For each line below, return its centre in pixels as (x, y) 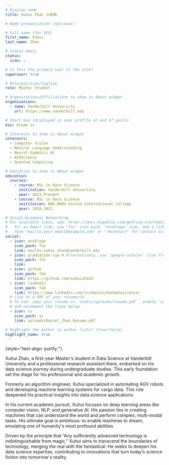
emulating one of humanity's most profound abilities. (60, 426)
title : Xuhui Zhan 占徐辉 (31, 15)
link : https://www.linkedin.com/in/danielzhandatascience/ (77, 292)
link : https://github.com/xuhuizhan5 (54, 278)
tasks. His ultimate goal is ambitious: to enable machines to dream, (74, 421)
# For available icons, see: (36, 222)
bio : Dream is (20, 125)
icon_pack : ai (29, 316)
